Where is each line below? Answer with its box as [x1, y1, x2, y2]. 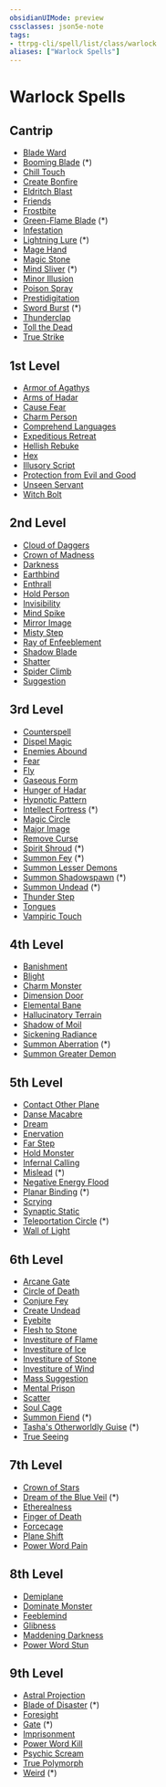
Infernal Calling [22, 1157, 80, 1169]
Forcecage [22, 1520, 64, 1531]
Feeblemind [22, 1610, 67, 1621]
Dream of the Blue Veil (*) [22, 1491, 119, 1502]
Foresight [22, 1709, 59, 1720]
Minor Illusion [22, 273, 74, 284]
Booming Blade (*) [22, 157, 93, 168]
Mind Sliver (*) [22, 264, 78, 275]
